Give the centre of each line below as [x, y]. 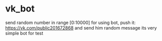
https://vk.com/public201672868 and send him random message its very [81, 27]
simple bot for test [24, 33]
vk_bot [20, 9]
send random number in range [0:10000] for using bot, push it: [70, 22]
